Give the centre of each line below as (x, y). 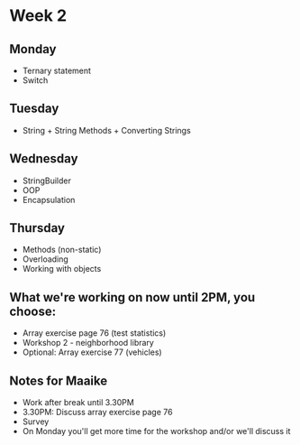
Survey (36, 422)
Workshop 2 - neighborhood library (88, 343)
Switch (35, 80)
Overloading (45, 259)
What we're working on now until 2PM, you (132, 297)
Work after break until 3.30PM (78, 403)
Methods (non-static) (62, 250)
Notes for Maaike (59, 380)
